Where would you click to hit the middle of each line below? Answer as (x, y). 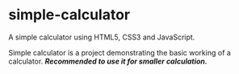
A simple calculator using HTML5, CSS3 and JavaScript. (102, 37)
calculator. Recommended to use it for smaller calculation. (108, 61)
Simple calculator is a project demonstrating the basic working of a (120, 52)
